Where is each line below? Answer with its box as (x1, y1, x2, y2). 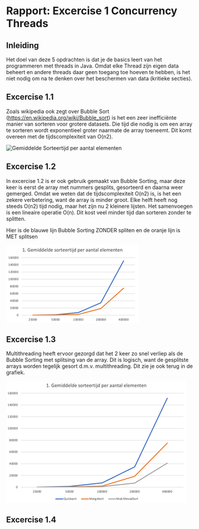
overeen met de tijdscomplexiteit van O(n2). (6, 133, 114, 140)
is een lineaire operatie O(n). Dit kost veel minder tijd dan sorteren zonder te (6, 209, 191, 216)
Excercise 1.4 (6, 514, 56, 525)
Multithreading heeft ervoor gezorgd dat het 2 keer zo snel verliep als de (6, 350, 184, 357)
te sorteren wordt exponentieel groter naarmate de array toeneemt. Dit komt (6, 126, 192, 134)
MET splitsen (6, 233, 38, 240)
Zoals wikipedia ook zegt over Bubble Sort (6, 108, 110, 115)
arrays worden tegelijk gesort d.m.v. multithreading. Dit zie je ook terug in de (6, 363, 193, 370)
